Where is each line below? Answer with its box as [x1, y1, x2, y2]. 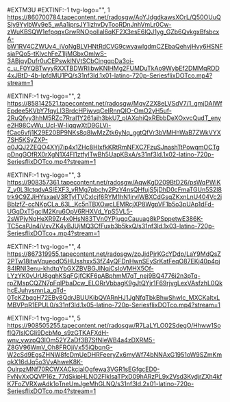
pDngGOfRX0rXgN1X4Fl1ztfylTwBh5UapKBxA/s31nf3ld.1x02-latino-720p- [7, 150, 214, 158]
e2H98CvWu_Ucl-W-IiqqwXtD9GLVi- [7, 121, 112, 129]
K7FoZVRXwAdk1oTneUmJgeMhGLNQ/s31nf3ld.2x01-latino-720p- [7, 380, 194, 388]
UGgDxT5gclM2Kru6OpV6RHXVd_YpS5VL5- [7, 207, 133, 215]
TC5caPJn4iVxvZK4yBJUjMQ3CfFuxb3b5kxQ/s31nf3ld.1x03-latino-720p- [7, 222, 215, 230]
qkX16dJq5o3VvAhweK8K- [7, 358, 84, 366]
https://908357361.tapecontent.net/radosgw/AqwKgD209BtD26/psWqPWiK [7, 178, 221, 186]
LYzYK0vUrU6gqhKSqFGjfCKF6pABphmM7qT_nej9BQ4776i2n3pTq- [7, 272, 201, 280]
